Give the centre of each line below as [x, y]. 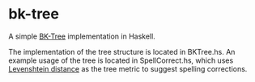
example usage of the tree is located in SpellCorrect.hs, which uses [121, 60]
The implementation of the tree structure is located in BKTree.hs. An [122, 51]
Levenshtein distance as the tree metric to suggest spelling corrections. [128, 68]
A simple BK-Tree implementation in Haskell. [82, 36]
